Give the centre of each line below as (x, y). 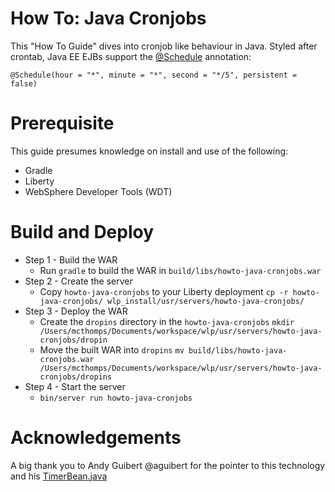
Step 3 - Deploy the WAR (76, 311)
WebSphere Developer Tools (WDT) (98, 191)
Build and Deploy (82, 232)
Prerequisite (62, 123)
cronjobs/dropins (76, 377)
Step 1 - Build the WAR (71, 259)
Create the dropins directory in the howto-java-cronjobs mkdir (167, 321)
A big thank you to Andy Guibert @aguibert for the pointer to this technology (168, 465)
